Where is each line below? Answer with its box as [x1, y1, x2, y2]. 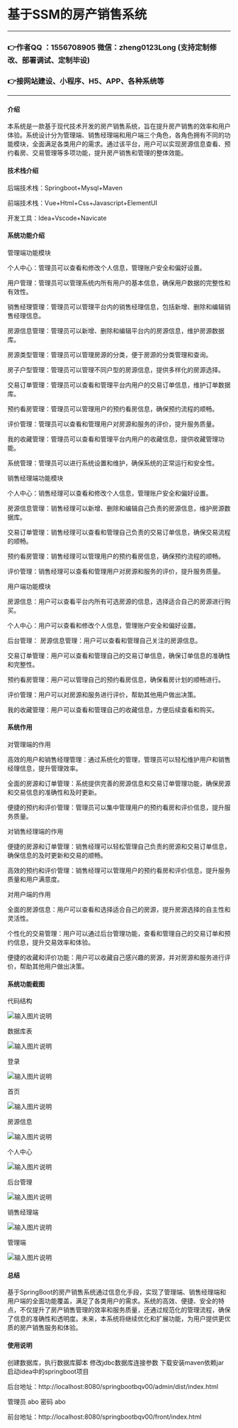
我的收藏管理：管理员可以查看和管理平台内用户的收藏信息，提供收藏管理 [7, 435, 218, 443]
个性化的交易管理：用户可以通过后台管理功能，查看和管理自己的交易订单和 [7, 929, 225, 937]
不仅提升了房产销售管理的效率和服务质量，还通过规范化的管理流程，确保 [19, 1306, 231, 1314]
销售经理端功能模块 [7, 474, 64, 482]
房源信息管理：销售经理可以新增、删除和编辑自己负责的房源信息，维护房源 [7, 503, 225, 512]
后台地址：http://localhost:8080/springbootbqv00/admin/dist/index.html [7, 1382, 218, 1390]
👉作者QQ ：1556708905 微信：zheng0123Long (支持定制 [7, 42, 210, 52]
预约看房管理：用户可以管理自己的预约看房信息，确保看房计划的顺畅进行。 [7, 675, 225, 684]
